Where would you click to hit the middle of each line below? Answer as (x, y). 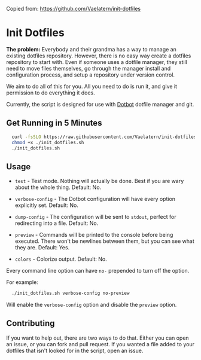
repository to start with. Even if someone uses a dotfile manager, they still (97, 62)
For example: (22, 282)
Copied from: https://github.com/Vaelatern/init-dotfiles (74, 9)
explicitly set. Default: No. (47, 205)
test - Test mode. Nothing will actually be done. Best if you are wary (99, 181)
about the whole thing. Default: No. (58, 187)
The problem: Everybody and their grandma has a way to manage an (91, 49)
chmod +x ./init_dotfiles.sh (48, 142)
